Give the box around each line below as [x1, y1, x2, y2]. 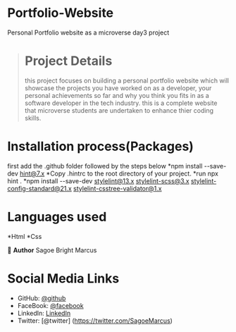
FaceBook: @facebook [17, 301, 84, 309]
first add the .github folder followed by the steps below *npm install [7, 161, 203, 170]
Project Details [24, 53, 113, 69]
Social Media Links [7, 270, 120, 286]
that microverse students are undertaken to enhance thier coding [24, 106, 213, 114]
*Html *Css [7, 232, 42, 240]
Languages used [7, 209, 107, 225]
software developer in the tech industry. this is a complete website [24, 99, 218, 107]
